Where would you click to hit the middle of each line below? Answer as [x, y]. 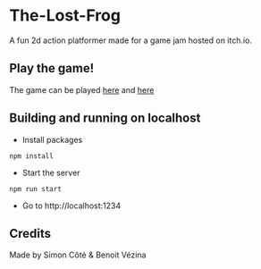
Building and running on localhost [105, 118]
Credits [30, 233]
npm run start [36, 189]
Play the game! [52, 68]
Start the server [51, 172]
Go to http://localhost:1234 [72, 206]
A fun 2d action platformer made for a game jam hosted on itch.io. [131, 40]
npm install [31, 156]
